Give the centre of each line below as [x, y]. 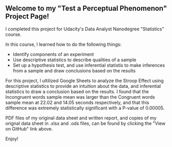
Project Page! [27, 17]
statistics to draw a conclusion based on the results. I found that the [77, 91]
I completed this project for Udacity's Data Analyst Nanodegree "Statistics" [85, 29]
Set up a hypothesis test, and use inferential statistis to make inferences [89, 65]
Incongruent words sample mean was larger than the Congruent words [80, 97]
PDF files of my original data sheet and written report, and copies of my [81, 118]
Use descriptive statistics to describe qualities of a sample [74, 60]
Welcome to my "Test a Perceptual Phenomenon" [86, 8]
